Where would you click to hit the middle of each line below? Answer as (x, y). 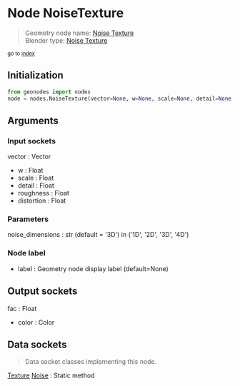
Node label (26, 253)
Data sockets (37, 344)
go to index (21, 54)
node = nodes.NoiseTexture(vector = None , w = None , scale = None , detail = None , (121, 98)
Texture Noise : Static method (51, 375)
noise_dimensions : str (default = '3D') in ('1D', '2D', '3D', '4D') (98, 235)
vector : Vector (29, 157)
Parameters (28, 219)
